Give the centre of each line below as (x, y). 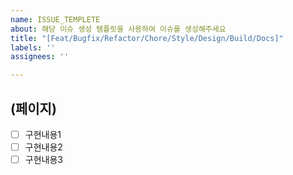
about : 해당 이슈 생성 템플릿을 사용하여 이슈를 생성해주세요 (118, 29)
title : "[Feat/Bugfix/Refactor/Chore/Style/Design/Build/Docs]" (147, 38)
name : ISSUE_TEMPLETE (55, 19)
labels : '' (33, 47)
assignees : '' (40, 57)
